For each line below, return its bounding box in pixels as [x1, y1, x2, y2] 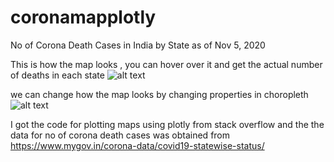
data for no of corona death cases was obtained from [10, 129, 231, 141]
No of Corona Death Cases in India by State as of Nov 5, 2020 [10, 39, 266, 51]
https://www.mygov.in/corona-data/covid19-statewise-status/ [10, 139, 265, 151]
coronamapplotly [10, 6, 157, 29]
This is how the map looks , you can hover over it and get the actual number [10, 58, 323, 70]
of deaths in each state [10, 69, 105, 81]
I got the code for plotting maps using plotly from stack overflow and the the [10, 118, 325, 130]
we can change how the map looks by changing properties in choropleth [10, 88, 309, 100]
